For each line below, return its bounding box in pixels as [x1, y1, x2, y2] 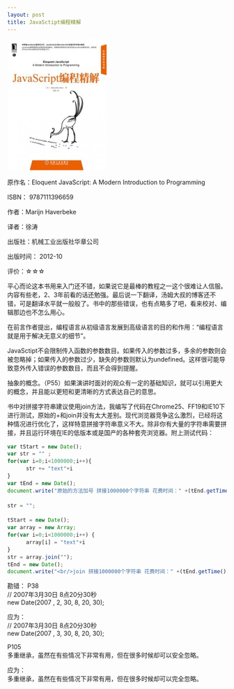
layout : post [7, 11, 45, 18]
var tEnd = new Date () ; [7, 480, 77, 487]
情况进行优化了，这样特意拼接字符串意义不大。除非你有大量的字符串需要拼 [13, 420, 227, 428]
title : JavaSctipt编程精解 [7, 18, 81, 26]
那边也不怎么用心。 [13, 308, 68, 316]
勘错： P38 [7, 581, 40, 590]
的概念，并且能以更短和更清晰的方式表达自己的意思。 [7, 387, 160, 396]
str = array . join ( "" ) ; [7, 554, 73, 561]
